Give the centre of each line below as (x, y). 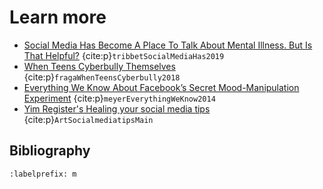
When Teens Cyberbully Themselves (99, 66)
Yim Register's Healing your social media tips (117, 108)
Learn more (58, 17)
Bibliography (50, 151)
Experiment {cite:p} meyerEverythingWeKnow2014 (119, 98)
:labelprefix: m (43, 174)
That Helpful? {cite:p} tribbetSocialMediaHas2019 (124, 55)
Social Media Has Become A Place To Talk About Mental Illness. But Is (168, 45)
